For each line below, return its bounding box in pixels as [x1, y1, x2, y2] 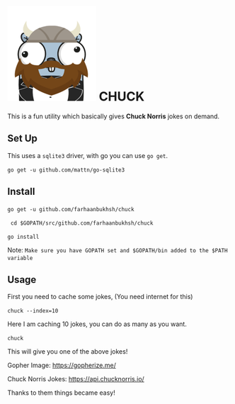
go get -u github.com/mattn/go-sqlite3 [7, 166, 125, 174]
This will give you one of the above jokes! [7, 347, 128, 356]
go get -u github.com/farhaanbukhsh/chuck [7, 206, 134, 213]
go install [7, 233, 40, 240]
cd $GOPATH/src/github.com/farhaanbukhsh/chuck [10, 219, 154, 227]
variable [7, 254, 33, 262]
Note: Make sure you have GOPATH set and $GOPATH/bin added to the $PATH [7, 245, 228, 254]
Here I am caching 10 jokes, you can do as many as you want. [7, 320, 188, 328]
